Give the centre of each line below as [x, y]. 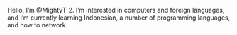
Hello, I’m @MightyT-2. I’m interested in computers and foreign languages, [116, 10]
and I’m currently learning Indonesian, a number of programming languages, [119, 17]
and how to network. [38, 25]
